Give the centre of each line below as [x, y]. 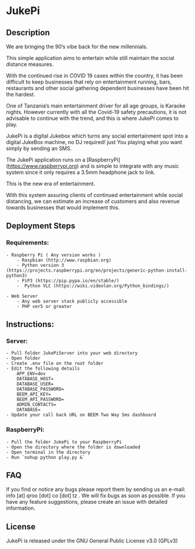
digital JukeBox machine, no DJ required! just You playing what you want [94, 142]
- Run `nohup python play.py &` [46, 457]
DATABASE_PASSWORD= [41, 389]
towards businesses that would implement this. [63, 207]
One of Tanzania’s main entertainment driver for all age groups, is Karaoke [96, 106]
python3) [17, 275]
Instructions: [30, 324]
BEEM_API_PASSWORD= [41, 400]
